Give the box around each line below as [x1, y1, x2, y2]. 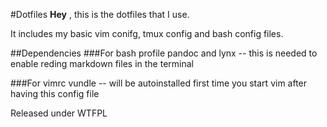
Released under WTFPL [10, 107, 108, 119]
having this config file [10, 88, 100, 99]
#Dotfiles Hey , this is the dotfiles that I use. [10, 9, 190, 20]
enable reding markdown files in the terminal [10, 58, 194, 69]
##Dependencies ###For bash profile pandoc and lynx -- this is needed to [10, 47, 318, 59]
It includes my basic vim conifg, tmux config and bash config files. [10, 28, 284, 39]
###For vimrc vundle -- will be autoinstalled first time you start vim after [10, 77, 308, 89]
